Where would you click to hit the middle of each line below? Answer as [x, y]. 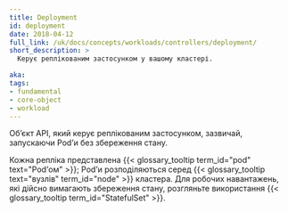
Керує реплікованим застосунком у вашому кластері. [115, 59]
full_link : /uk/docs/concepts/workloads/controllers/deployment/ [133, 42]
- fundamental [36, 91]
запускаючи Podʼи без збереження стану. [88, 143]
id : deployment [37, 26]
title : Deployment [43, 17]
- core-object [36, 100]
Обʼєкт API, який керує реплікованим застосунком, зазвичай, [126, 134]
